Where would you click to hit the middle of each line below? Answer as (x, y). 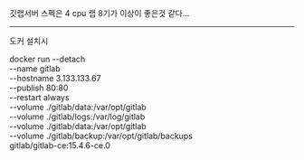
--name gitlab (35, 69)
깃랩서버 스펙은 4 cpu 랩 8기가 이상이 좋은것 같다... (100, 13)
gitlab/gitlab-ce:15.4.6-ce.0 (60, 146)
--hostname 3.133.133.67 (55, 78)
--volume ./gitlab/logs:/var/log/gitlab (77, 117)
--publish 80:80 (39, 88)
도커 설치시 (29, 41)
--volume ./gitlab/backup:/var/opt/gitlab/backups (101, 136)
